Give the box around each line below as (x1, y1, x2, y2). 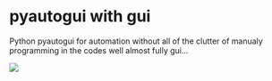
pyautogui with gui (9, 6, 151, 27)
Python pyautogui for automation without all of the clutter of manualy (9, 36, 264, 46)
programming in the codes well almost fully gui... (9, 45, 189, 55)
